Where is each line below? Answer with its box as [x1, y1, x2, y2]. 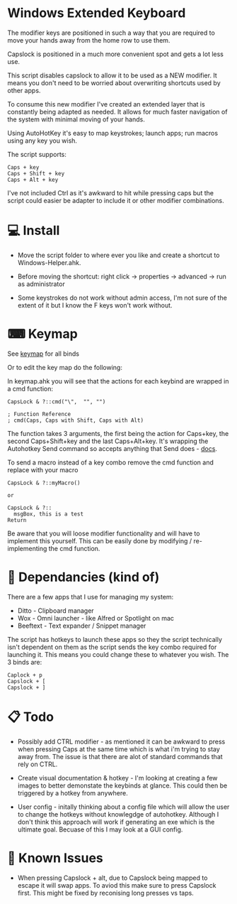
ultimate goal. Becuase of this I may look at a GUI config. [17, 825, 183, 834]
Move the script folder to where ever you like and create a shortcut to [17, 251, 220, 259]
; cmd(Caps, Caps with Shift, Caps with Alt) [7, 417, 144, 424]
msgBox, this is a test [13, 510, 83, 518]
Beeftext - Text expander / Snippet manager [17, 621, 146, 630]
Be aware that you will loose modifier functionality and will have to [7, 529, 200, 538]
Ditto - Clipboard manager [17, 606, 94, 615]
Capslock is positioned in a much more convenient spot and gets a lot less [7, 50, 224, 58]
